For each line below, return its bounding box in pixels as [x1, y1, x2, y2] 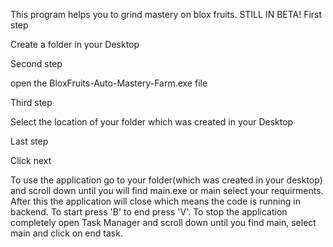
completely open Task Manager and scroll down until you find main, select [10, 217, 317, 228]
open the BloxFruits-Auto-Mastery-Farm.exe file [10, 77, 208, 89]
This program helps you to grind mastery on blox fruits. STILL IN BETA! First [10, 9, 323, 20]
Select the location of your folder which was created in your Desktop [10, 116, 294, 128]
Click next [10, 155, 52, 166]
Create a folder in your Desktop [10, 39, 140, 50]
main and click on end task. [10, 227, 123, 239]
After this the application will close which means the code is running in [10, 195, 301, 207]
